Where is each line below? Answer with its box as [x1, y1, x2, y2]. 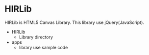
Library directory [19, 34, 53, 40]
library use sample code [19, 44, 68, 50]
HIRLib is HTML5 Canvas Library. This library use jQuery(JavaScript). [4, 19, 144, 25]
